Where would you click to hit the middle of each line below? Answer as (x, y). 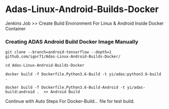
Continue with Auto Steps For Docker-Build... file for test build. (70, 101)
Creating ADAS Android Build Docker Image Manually (72, 41)
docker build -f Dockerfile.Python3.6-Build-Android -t (65, 88)
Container (16, 28)
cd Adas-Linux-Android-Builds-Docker (45, 66)
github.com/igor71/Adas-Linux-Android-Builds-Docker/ (63, 57)
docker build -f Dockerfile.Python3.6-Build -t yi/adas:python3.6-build (83, 74)
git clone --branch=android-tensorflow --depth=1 (59, 52)
